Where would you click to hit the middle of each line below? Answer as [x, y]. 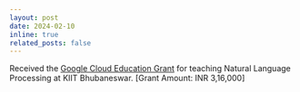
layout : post [34, 18]
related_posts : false [50, 43]
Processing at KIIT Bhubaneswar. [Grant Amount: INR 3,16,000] [127, 78]
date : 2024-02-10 [42, 26]
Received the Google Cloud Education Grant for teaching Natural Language [150, 69]
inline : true [34, 34]
